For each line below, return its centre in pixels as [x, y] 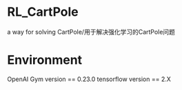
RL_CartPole [43, 12]
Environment [45, 60]
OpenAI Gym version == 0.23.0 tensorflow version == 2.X [89, 79]
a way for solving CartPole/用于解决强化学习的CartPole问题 [91, 32]
